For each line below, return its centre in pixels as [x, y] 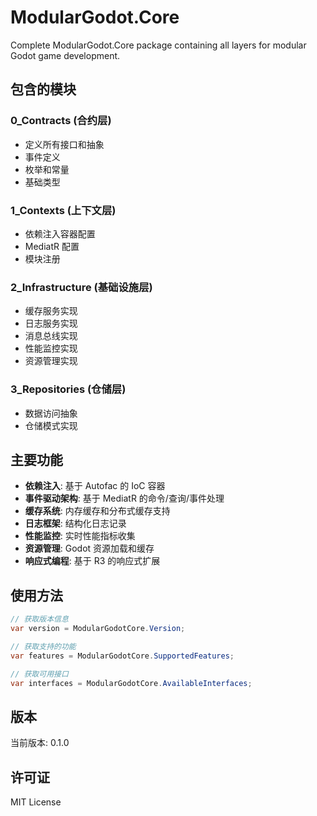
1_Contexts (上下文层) [63, 210]
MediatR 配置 [52, 246]
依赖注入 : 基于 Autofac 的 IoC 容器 [95, 486]
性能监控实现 [51, 348]
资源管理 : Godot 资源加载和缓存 [89, 548]
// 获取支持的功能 [43, 646]
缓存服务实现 [51, 311]
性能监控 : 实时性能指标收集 [80, 536]
